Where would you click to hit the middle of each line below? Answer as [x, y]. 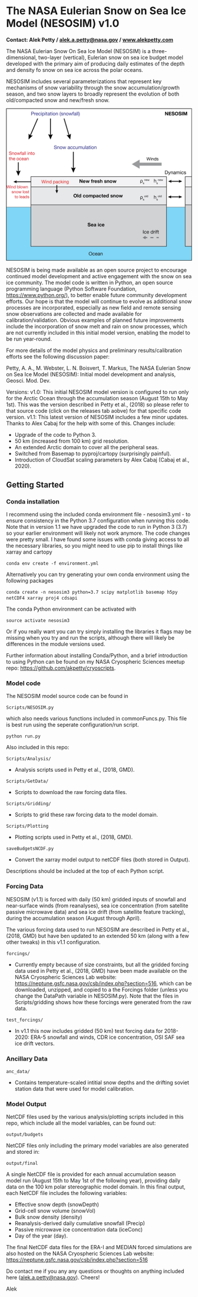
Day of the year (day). [41, 1236]
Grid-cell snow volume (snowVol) [55, 1211]
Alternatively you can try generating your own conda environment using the [98, 575]
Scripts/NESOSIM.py [30, 708]
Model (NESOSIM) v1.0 [63, 23]
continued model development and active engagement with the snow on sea [99, 276]
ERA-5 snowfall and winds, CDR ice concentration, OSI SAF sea [108, 1037]
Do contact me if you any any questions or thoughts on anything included [95, 1271]
